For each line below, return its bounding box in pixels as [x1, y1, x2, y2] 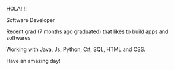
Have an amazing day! [6, 58, 61, 64]
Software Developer [6, 17, 55, 23]
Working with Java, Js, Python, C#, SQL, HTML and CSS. [6, 46, 146, 53]
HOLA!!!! [6, 5, 27, 12]
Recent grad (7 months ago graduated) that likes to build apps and [6, 28, 169, 35]
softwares [6, 34, 31, 41]
